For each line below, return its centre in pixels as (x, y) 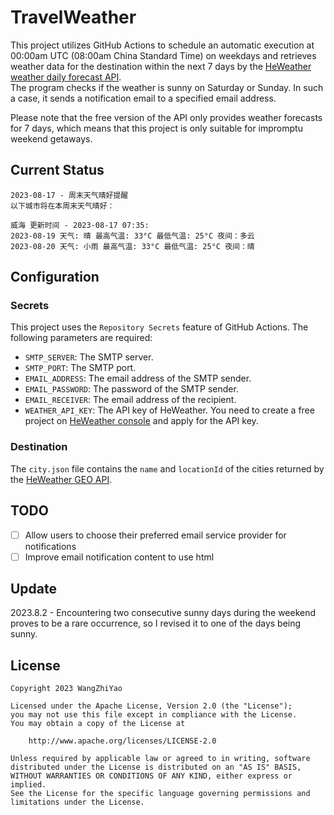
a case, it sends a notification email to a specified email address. (143, 98)
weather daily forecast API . (66, 77)
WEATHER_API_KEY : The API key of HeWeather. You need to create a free (169, 410)
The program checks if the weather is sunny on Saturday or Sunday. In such (167, 87)
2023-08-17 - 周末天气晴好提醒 (69, 195)
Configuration (55, 277)
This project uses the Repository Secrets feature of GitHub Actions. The (159, 327)
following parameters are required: (81, 338)
